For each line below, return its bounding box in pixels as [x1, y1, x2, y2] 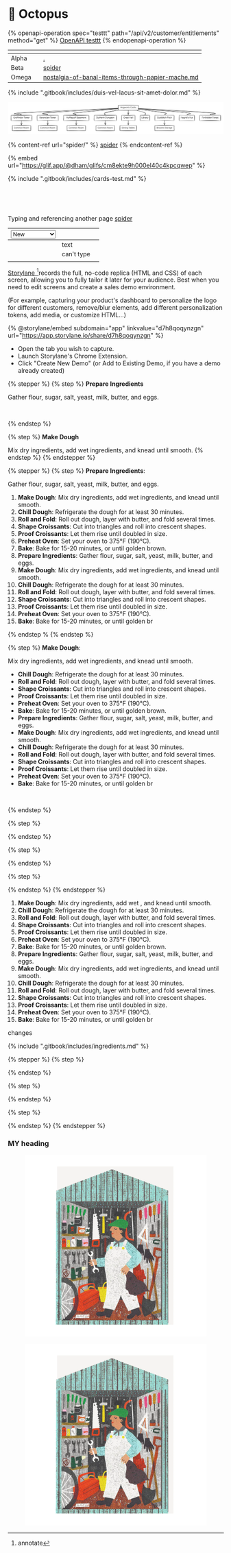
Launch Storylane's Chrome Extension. [17, 352, 128, 360]
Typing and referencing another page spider [8, 215, 133, 222]
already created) [17, 367, 65, 375]
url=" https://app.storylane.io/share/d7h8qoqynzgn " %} [8, 332, 164, 340]
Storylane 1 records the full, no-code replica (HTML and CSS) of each [8, 267, 202, 277]
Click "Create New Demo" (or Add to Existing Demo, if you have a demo [17, 359, 221, 367]
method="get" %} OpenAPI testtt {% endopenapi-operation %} [8, 36, 186, 44]
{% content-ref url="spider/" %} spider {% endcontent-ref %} [8, 140, 183, 149]
